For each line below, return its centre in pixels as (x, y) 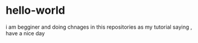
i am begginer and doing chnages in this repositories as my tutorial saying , (99, 27)
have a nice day (25, 33)
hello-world (36, 10)
